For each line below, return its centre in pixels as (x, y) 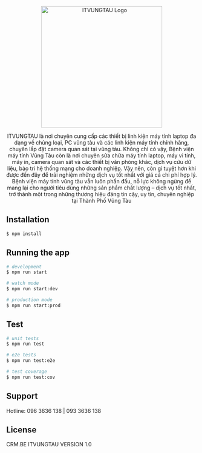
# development (24, 267)
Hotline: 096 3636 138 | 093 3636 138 (54, 410)
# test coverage (27, 372)
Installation (28, 220)
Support (22, 396)
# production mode (29, 300)
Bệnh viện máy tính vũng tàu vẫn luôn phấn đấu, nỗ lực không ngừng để (102, 181)
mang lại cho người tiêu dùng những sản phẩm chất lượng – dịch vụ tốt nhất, (102, 188)
